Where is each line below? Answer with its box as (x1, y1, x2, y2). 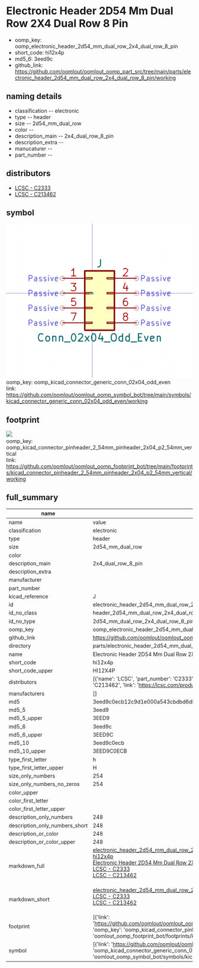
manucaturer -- (14, 145, 53, 152)
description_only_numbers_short (8, 821, 88, 829)
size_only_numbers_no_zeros (8, 781, 80, 788)
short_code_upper (8, 667, 53, 674)
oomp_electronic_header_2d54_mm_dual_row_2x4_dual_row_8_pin (14, 43, 178, 50)
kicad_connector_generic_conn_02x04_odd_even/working (6, 397, 148, 405)
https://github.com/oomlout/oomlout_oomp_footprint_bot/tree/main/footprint (6, 463, 193, 470)
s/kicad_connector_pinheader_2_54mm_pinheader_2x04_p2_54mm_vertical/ (6, 469, 192, 476)
